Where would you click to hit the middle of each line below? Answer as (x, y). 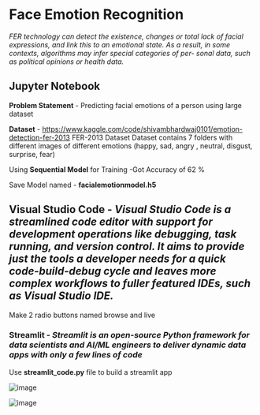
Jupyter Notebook (55, 86)
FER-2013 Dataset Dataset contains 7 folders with (152, 137)
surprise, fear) (32, 154)
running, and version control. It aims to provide (127, 247)
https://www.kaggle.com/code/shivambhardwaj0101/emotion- (143, 129)
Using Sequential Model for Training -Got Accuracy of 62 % (107, 169)
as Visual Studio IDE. (61, 296)
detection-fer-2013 (39, 137)
